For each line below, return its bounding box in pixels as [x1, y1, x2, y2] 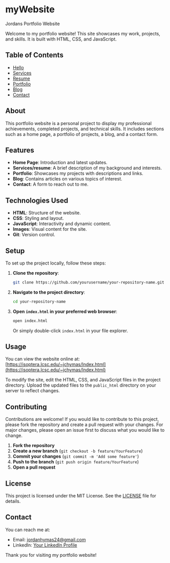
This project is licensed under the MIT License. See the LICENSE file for [5, 493, 157, 499]
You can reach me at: [5, 527, 50, 533]
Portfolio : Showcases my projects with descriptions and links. [12, 170, 143, 176]
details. [5, 498, 21, 505]
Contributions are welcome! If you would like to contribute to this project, [5, 416, 159, 423]
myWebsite [5, 4, 55, 15]
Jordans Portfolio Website [5, 21, 60, 27]
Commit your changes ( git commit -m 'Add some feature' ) [12, 453, 139, 459]
